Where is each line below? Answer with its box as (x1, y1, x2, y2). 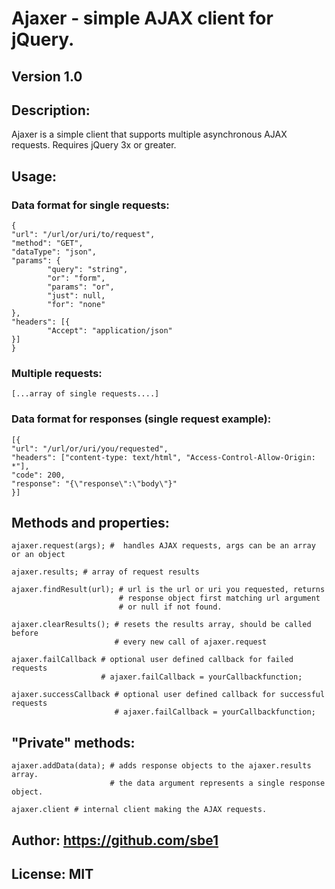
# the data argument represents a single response (109, 778, 326, 789)
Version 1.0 (11, 68, 83, 85)
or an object (11, 550, 66, 560)
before (11, 628, 39, 639)
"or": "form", (47, 273, 106, 284)
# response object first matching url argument (118, 593, 321, 604)
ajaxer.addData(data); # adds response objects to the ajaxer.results (11, 761, 312, 771)
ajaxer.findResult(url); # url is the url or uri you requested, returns (11, 585, 326, 595)
